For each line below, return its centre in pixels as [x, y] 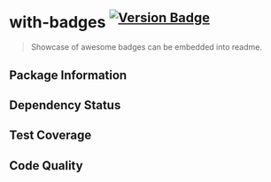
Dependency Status [65, 105]
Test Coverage [50, 135]
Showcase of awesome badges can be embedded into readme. [147, 47]
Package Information [68, 75]
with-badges [58, 23]
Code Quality [46, 166]
